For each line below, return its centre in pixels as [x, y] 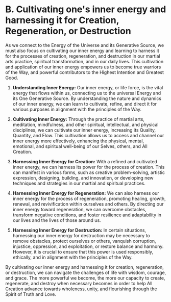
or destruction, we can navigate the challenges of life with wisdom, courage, [86, 272]
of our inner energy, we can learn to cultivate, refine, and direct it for [85, 104]
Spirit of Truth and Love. [31, 294]
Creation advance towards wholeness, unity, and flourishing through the [81, 289]
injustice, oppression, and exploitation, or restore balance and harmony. [88, 246]
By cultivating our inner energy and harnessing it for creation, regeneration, [85, 267]
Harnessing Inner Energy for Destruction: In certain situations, [79, 230]
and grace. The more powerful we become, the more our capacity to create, [85, 278]
